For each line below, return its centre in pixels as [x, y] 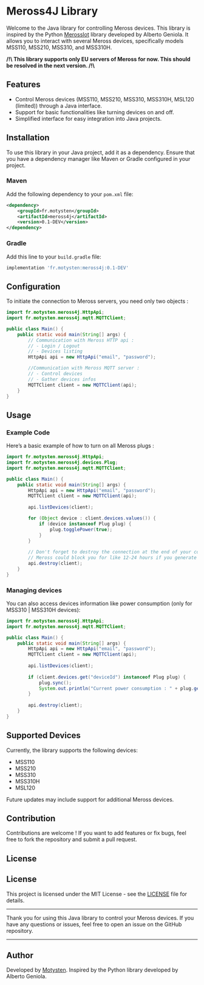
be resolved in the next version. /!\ [51, 66]
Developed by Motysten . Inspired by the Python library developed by [92, 970]
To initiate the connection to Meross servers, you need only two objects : [97, 301]
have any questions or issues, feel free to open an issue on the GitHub [94, 924]
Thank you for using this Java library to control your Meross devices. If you [100, 918]
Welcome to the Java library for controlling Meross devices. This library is [98, 28]
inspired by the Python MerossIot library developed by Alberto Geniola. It [97, 34]
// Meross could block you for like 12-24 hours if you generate [113, 558]
